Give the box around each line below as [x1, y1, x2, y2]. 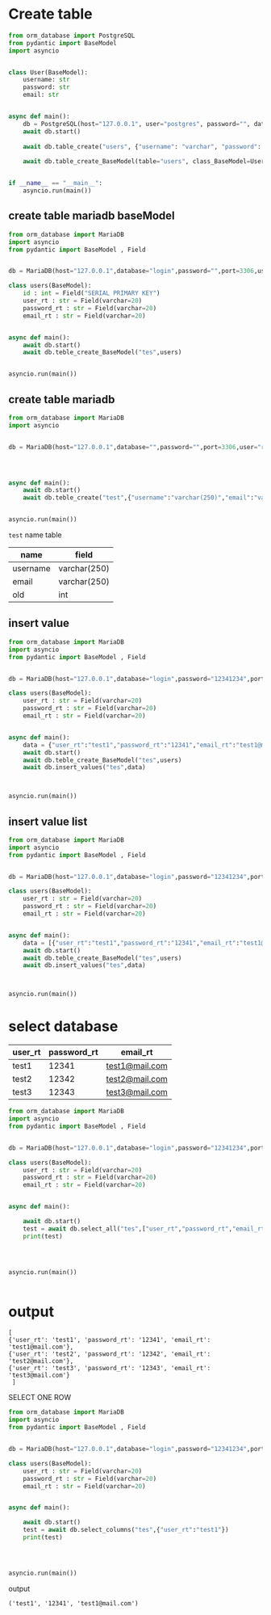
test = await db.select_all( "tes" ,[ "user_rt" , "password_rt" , [23, 1225, 232, 1233]
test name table [8, 530, 62, 540]
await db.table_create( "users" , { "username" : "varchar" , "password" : [23, 142, 262, 150]
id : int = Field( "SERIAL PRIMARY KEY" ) [23, 289, 161, 297]
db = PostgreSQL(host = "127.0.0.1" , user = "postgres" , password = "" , [23, 120, 251, 128]
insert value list [8, 814, 88, 828]
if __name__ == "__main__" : [8, 179, 103, 187]
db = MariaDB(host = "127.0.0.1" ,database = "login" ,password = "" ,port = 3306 [8, 267, 254, 275]
